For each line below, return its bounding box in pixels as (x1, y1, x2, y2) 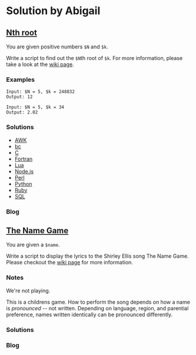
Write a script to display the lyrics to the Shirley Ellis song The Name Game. (6, 253, 190, 260)
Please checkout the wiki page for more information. (6, 259, 134, 266)
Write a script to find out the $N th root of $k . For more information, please (6, 55, 183, 61)
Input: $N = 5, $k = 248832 (6, 89, 75, 95)
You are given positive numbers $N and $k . (6, 43, 108, 50)
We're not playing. (6, 287, 51, 294)
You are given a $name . (6, 241, 60, 248)
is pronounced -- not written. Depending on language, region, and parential (6, 304, 189, 311)
